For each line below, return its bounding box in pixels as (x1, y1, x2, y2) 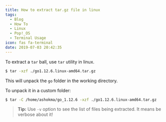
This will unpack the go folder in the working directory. (5, 78, 118, 84)
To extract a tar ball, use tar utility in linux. (5, 58, 95, 65)
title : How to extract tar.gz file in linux (5, 7, 100, 13)
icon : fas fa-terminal (5, 40, 53, 45)
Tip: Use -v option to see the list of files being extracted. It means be (17, 106, 161, 112)
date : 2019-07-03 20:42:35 (5, 45, 62, 50)
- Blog (10, 17, 24, 22)
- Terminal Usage (10, 36, 46, 41)
